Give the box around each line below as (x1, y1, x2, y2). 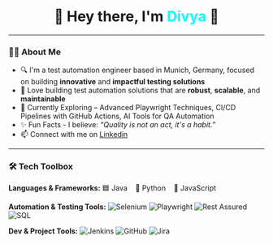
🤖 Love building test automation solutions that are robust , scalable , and (19, 85, 261, 96)
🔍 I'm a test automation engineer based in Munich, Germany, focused (19, 65, 254, 75)
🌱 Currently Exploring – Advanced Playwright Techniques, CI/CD (19, 103, 236, 113)
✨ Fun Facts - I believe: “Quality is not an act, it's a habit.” (19, 120, 216, 130)
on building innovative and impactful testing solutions (19, 77, 206, 87)
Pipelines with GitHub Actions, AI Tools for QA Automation (19, 111, 214, 121)
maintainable (19, 94, 67, 104)
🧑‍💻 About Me (8, 46, 61, 58)
